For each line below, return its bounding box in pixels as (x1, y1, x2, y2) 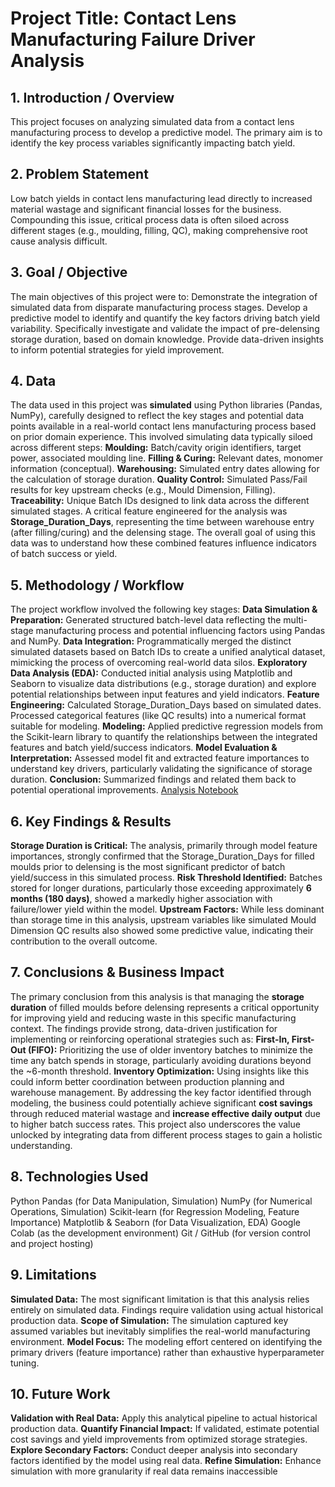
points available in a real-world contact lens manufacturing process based (10, 420, 317, 432)
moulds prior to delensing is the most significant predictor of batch (10, 861, 286, 873)
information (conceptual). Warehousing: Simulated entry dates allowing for (10, 463, 320, 475)
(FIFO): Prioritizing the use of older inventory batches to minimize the (27, 1043, 313, 1056)
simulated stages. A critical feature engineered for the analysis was (10, 505, 288, 517)
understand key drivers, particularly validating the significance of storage (10, 763, 313, 775)
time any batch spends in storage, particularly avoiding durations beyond (10, 1054, 312, 1066)
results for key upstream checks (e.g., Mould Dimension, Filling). (10, 484, 276, 496)
